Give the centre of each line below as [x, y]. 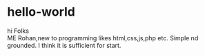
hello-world [41, 12]
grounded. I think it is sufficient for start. [64, 45]
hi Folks [18, 31]
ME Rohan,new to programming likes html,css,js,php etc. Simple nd [103, 38]
